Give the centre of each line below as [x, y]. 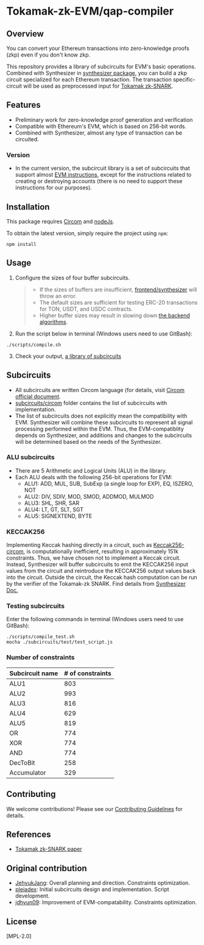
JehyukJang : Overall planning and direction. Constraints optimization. [103, 883]
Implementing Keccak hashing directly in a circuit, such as [79, 545]
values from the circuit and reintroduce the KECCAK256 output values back [101, 571]
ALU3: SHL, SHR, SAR [52, 503]
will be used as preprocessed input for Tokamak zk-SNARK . [98, 86]
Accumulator [28, 773]
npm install [21, 244]
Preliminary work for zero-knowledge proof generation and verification [104, 119]
